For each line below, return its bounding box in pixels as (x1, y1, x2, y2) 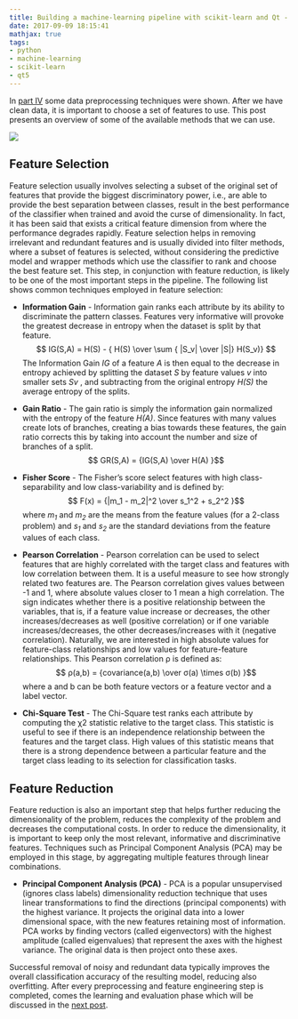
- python (9, 46, 42, 55)
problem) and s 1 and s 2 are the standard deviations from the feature (21, 521, 271, 534)
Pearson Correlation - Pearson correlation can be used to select (21, 550, 260, 560)
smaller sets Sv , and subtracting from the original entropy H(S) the (21, 376, 269, 387)
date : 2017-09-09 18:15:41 (9, 21, 109, 30)
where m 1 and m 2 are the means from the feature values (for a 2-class (21, 509, 280, 522)
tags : (9, 37, 29, 47)
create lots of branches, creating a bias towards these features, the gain (21, 421, 287, 432)
